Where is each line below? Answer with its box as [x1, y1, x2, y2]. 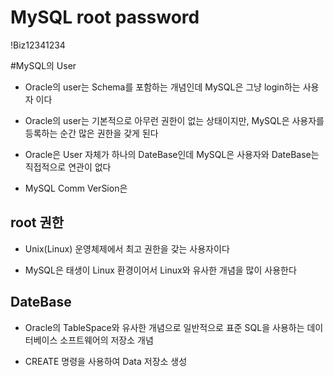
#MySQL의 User [10, 59, 77, 71]
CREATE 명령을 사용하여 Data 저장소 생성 [24, 355, 188, 367]
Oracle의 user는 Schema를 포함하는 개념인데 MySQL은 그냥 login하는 [24, 81, 301, 93]
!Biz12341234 [10, 39, 66, 51]
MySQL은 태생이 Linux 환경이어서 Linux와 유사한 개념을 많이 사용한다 [24, 264, 297, 276]
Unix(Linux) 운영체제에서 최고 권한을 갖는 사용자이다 [24, 242, 230, 255]
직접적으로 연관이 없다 [24, 161, 112, 173]
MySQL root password [10, 6, 200, 29]
